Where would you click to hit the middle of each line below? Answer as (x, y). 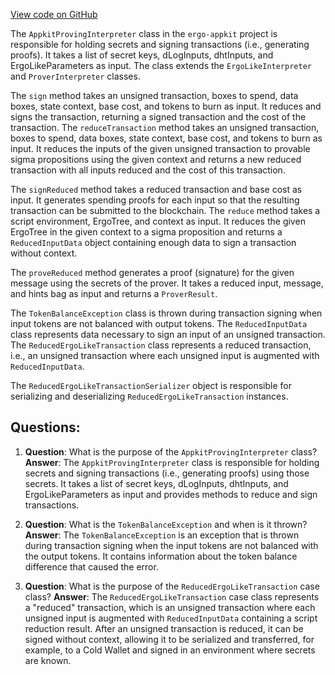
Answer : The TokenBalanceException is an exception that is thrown (162, 535)
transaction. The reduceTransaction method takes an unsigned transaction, (165, 127)
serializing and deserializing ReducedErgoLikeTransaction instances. (149, 396)
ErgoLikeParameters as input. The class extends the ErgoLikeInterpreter (161, 65)
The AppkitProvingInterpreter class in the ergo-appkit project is (144, 33)
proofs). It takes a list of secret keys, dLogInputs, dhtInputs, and (142, 55)
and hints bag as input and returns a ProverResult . (114, 293)
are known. (48, 660)
